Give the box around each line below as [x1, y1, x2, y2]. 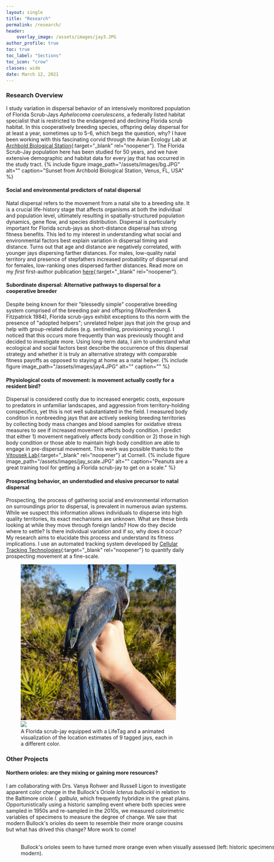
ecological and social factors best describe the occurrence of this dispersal [6, 345, 189, 352]
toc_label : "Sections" [6, 53, 61, 59]
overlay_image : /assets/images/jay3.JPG [16, 34, 117, 40]
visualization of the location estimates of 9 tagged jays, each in [20, 734, 173, 741]
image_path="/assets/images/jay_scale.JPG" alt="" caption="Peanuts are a [6, 458, 189, 465]
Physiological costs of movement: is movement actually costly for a [6, 376, 174, 383]
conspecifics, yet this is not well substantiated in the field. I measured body [6, 408, 188, 415]
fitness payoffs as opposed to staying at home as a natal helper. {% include [6, 357, 189, 364]
